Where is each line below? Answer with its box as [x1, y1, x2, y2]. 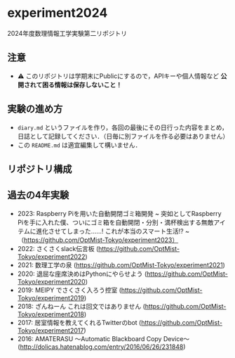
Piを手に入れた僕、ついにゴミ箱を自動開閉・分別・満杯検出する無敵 [17, 218, 214, 226]
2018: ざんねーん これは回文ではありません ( [17, 302, 146, 310]
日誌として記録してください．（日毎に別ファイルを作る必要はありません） [17, 132, 229, 140]
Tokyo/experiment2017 [17, 326, 84, 335]
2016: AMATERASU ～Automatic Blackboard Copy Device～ [17, 334, 190, 343]
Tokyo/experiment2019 [17, 293, 84, 302]
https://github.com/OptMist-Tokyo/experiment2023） [23, 236, 179, 244]
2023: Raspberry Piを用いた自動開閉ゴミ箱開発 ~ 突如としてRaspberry [17, 209, 222, 217]
